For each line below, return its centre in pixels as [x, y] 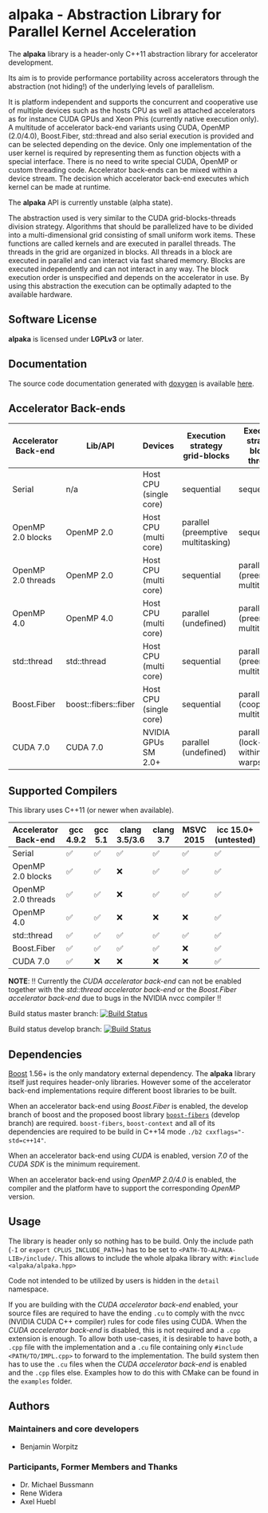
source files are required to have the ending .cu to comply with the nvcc [127, 1313]
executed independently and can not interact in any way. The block [119, 269]
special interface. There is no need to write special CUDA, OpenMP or [123, 161]
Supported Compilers [63, 791]
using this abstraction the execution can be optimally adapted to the [120, 286]
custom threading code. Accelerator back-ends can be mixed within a [123, 170]
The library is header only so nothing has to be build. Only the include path [131, 1241]
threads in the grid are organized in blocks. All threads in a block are [120, 252]
